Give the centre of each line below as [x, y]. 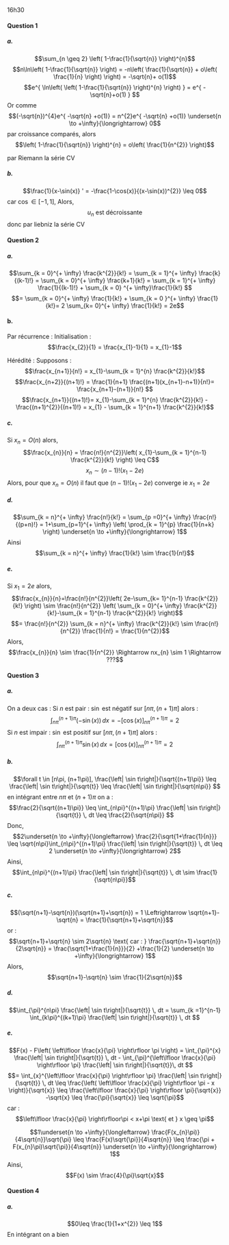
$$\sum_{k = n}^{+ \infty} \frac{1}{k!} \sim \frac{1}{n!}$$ [115, 553]
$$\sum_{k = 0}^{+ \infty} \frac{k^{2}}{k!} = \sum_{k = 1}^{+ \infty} [103, 273]
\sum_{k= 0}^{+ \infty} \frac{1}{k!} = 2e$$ [125, 305]
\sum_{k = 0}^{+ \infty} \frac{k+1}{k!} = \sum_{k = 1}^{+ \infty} [128, 280]
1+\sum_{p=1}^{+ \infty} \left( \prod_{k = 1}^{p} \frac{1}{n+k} [130, 525]
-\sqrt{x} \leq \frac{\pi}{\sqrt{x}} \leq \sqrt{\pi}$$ [115, 1097]
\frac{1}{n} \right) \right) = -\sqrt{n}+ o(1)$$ [115, 76]
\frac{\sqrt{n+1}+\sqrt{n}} [184, 941]
